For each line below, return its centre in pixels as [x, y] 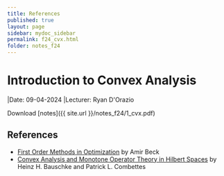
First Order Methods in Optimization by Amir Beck [88, 152]
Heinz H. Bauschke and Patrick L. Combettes [81, 166]
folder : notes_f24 [34, 46]
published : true [31, 20]
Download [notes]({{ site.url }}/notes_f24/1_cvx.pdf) [81, 113]
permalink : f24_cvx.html [43, 40]
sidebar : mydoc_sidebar [42, 33]
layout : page [26, 26]
